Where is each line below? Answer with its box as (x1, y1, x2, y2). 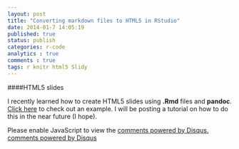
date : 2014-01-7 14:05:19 (7, 24, 84, 31)
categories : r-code (7, 43, 66, 51)
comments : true (7, 57, 56, 64)
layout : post (7, 10, 46, 18)
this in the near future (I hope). (7, 112, 98, 120)
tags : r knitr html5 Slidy (7, 63, 88, 71)
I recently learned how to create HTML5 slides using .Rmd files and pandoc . (7, 97, 232, 106)
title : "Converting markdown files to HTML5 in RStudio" (7, 17, 180, 24)
